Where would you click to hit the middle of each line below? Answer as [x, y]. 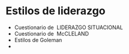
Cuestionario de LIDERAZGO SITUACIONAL [69, 27]
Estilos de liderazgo [55, 11]
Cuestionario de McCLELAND [52, 33]
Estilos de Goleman [38, 40]
